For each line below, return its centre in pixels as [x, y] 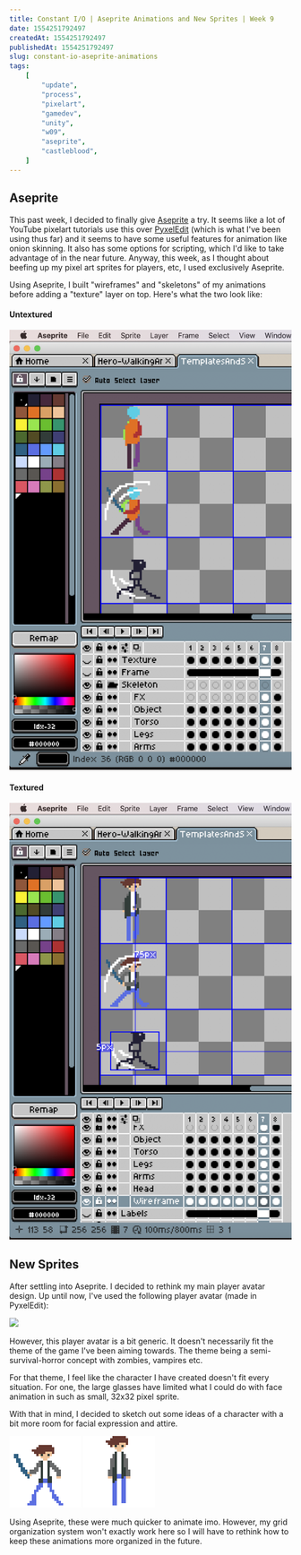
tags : [19, 66]
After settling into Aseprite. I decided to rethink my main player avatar [138, 1286]
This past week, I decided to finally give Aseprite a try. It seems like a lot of [147, 219]
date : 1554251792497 [48, 28]
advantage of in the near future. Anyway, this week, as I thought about [139, 258]
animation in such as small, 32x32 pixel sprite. [95, 1396]
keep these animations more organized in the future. [106, 1541]
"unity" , [58, 123]
